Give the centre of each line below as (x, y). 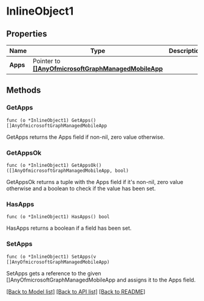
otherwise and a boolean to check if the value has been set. (81, 188)
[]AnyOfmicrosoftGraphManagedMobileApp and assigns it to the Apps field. (101, 280)
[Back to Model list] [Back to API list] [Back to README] (76, 291)
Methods (24, 90)
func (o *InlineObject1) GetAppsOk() (54, 165)
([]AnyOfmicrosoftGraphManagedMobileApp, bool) (68, 171)
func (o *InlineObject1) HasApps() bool (58, 217)
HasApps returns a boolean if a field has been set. (69, 228)
